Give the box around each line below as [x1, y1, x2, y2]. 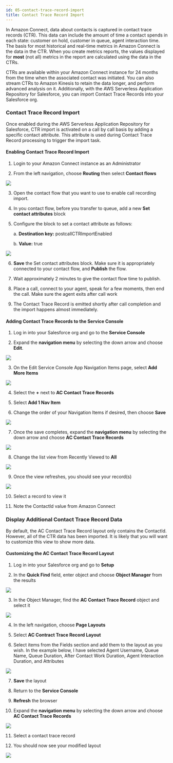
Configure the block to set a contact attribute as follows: [13, 221, 132, 226]
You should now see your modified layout [13, 742, 101, 749]
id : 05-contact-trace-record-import [6, 7, 84, 13]
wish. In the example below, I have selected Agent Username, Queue [13, 647, 159, 653]
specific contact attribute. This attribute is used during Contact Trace [6, 131, 152, 138]
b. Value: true [13, 241, 43, 246]
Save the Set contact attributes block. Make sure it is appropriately [13, 260, 155, 266]
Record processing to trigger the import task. [6, 137, 101, 143]
